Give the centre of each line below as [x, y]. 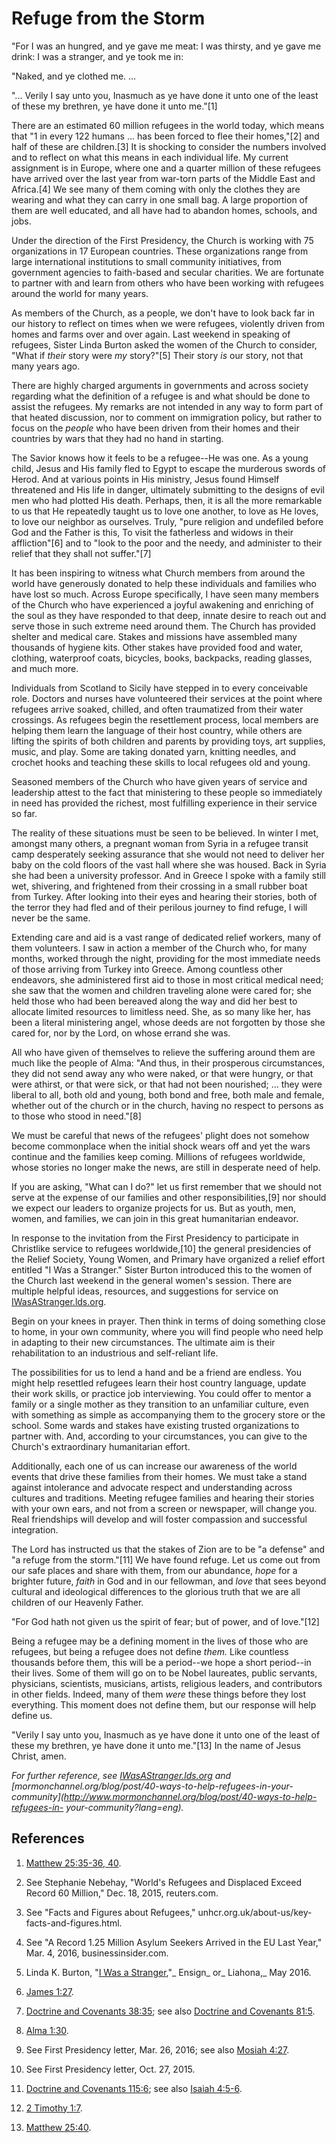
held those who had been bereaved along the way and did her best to [154, 1001]
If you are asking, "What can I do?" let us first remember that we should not [166, 1186]
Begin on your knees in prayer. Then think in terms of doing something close [168, 1321]
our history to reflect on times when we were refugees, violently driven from [168, 323]
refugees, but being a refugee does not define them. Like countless [150, 1651]
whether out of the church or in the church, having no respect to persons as [167, 1105]
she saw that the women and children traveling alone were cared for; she [162, 990]
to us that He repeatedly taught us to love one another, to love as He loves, [165, 511]
